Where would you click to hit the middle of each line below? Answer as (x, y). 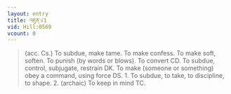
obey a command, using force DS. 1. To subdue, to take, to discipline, (124, 76)
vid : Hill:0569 (29, 27)
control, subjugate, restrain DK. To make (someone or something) (119, 68)
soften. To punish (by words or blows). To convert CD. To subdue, (120, 61)
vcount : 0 (22, 33)
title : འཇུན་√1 (27, 20)
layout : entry (28, 14)
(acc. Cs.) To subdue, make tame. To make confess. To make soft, (120, 53)
